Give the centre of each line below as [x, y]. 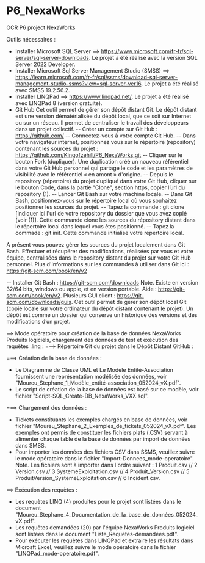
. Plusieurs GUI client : [88, 295]
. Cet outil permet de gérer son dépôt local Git [129, 302]
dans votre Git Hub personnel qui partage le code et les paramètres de [104, 168]
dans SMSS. [31, 445]
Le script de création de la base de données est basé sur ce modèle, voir [107, 389]
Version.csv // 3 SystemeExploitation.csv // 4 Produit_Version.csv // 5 [102, 471]
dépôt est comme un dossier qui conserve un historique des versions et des [102, 314]
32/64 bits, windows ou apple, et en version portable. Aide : [81, 289]
